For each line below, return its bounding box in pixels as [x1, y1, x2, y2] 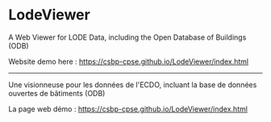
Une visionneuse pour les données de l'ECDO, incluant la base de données [8, 79, 257, 90]
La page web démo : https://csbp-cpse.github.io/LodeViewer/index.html [8, 103, 248, 114]
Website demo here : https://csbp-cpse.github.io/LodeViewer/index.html [8, 57, 249, 66]
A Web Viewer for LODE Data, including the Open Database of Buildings [8, 32, 247, 42]
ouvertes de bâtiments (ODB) [8, 88, 106, 98]
